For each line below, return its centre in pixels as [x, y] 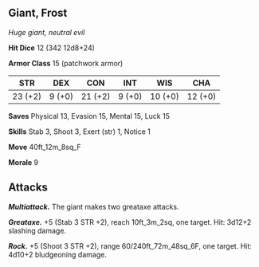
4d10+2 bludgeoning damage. [58, 254]
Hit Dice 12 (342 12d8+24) [52, 48]
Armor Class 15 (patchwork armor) [66, 63]
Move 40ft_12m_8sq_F [45, 147]
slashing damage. [37, 230]
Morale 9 [24, 162]
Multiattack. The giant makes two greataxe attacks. [94, 206]
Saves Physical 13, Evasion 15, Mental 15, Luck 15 [89, 116]
